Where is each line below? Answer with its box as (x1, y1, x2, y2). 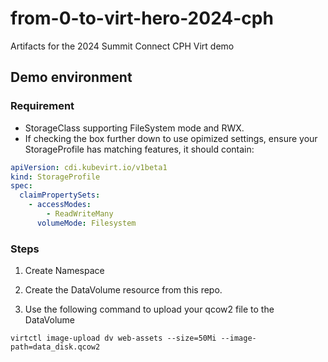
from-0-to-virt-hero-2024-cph (10, 7, 274, 30)
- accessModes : (28, 200, 92, 210)
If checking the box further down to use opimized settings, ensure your (24, 132, 318, 144)
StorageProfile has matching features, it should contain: (24, 143, 255, 155)
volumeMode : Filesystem (36, 218, 137, 228)
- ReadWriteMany (46, 209, 114, 219)
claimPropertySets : (19, 190, 101, 201)
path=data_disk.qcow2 (10, 342, 101, 352)
